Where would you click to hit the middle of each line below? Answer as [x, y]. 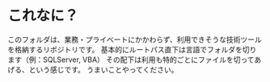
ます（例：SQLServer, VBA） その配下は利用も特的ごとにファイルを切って [131, 59]
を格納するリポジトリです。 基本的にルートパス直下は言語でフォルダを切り [132, 49]
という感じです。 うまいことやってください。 [103, 69]
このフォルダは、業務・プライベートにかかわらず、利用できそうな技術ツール [135, 39]
